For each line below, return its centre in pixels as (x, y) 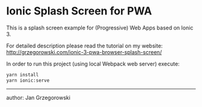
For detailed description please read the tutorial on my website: (84, 46)
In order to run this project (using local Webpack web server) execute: (93, 64)
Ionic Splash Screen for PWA (79, 11)
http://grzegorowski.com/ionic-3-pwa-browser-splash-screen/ (84, 52)
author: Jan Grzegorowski (38, 97)
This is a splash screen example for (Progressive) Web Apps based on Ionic (100, 28)
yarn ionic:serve (28, 80)
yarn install (23, 75)
